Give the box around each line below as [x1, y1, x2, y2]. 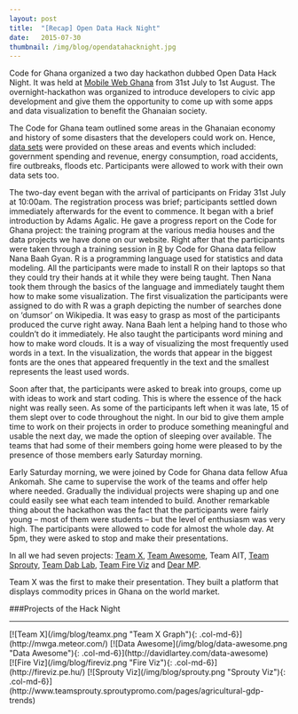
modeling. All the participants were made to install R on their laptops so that [9, 263, 286, 274]
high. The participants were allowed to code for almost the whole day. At [9, 524, 275, 535]
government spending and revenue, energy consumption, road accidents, [9, 151, 278, 162]
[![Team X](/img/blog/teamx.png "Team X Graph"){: [9, 629, 198, 639]
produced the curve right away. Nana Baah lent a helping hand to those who [9, 320, 288, 330]
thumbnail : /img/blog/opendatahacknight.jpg [9, 43, 176, 52]
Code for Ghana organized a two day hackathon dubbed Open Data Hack [9, 67, 278, 79]
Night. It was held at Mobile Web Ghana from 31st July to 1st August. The [9, 77, 276, 88]
